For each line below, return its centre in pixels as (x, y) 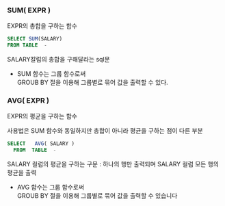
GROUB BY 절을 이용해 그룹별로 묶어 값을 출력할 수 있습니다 (97, 196)
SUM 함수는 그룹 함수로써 (51, 74)
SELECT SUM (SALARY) (35, 39)
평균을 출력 (22, 172)
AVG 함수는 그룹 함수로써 (50, 188)
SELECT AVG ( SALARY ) (41, 144)
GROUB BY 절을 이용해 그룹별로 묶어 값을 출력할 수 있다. (93, 82)
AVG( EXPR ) (28, 100)
